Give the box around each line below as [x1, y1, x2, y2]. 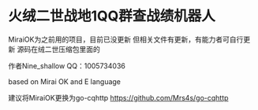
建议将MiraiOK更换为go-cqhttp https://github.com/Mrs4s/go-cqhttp [8, 93, 229, 102]
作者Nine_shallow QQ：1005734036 [8, 60, 126, 71]
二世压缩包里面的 [44, 44, 100, 53]
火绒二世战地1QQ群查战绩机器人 [8, 7, 215, 25]
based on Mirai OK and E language [8, 76, 121, 86]
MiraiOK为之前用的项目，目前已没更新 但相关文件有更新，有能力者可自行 [8, 35, 244, 44]
